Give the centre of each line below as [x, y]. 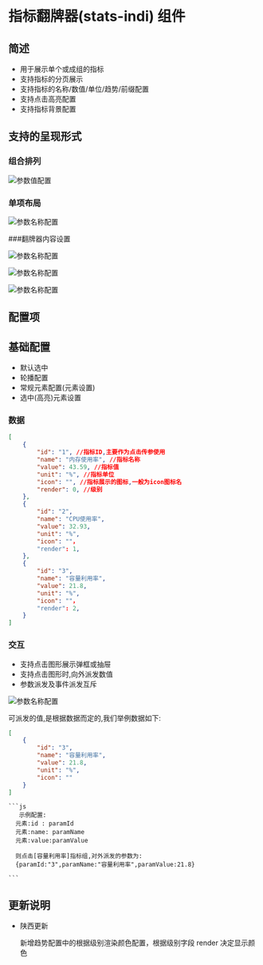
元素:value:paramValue [52, 841]
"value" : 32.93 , [64, 526]
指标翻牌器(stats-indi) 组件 [97, 16]
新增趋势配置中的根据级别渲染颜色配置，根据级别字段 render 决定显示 [134, 943]
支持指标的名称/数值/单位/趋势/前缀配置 [84, 89]
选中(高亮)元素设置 [51, 398]
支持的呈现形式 [45, 137]
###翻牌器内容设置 [39, 238]
